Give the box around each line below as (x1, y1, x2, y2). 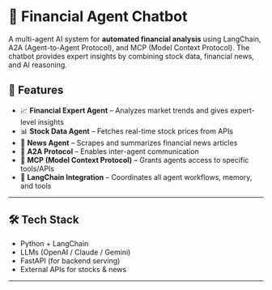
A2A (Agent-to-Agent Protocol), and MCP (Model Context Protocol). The (8, 42, 250, 52)
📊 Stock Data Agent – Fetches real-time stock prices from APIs (19, 126, 233, 136)
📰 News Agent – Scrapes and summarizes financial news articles (19, 138, 238, 147)
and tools (19, 181, 52, 190)
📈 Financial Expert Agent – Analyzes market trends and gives (19, 105, 229, 115)
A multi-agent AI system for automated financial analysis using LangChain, (8, 34, 261, 44)
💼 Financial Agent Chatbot (8, 7, 188, 26)
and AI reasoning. (8, 60, 67, 70)
